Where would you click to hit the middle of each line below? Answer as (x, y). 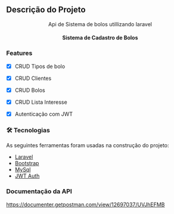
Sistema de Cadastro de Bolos (100, 38)
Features (19, 53)
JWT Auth (27, 176)
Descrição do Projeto (46, 10)
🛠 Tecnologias (28, 130)
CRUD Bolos (30, 90)
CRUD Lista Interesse (41, 102)
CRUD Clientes (33, 78)
